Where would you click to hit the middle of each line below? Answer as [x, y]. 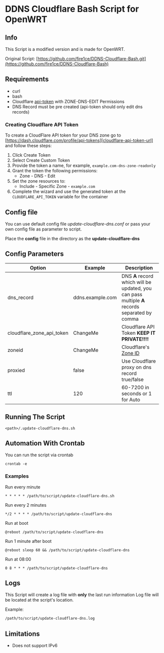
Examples [17, 476]
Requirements [27, 79]
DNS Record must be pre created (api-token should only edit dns [77, 107]
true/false [133, 379]
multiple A [133, 301]
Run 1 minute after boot [29, 541]
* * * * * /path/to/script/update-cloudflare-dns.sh [60, 496]
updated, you [137, 288]
